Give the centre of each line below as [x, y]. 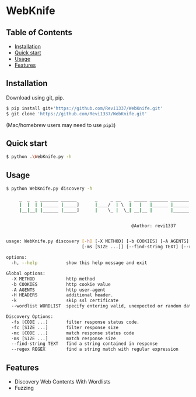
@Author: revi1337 [153, 226]
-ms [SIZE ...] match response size [64, 338]
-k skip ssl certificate [65, 301]
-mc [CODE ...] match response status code [73, 333]
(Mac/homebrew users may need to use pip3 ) [61, 125]
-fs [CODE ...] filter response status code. [76, 322]
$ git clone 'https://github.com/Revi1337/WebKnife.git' [77, 114]
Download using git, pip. [35, 97]
